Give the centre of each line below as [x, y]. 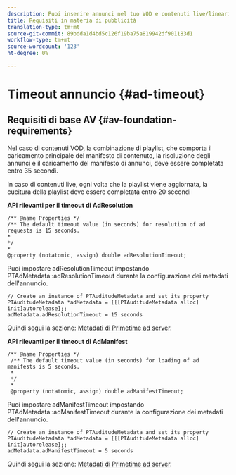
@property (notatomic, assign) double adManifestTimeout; [97, 391]
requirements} [40, 131]
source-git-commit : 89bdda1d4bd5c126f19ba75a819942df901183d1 [100, 33]
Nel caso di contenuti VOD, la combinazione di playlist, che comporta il [110, 148]
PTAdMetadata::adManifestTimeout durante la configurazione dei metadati [115, 412]
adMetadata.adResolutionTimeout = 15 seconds [75, 314]
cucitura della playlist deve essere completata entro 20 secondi [99, 192]
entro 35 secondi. [33, 171]
